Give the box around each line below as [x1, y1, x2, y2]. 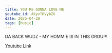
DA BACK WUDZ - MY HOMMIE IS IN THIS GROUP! [5, 34, 108, 40]
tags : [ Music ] [5, 20, 34, 26]
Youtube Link [5, 43, 32, 49]
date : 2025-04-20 [5, 16, 40, 21]
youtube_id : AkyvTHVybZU [5, 12, 56, 16]
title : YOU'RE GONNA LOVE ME [5, 7, 64, 12]
